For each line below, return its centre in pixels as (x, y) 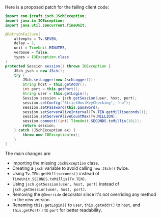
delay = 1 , (25, 43)
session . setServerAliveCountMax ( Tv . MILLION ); (70, 117)
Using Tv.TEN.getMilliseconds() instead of (56, 173)
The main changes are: (28, 153)
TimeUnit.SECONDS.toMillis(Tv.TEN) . (49, 179)
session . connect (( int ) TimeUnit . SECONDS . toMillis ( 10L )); (82, 121)
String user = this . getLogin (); (56, 93)
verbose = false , (32, 53)
